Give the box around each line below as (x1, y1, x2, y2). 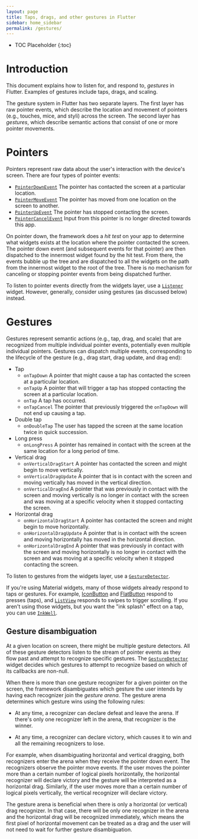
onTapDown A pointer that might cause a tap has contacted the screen (23, 372, 191, 379)
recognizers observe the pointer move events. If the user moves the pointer (6, 764, 190, 771)
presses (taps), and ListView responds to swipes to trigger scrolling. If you (6, 597, 188, 604)
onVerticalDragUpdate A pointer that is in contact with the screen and (23, 473, 192, 480)
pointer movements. (6, 125, 55, 132)
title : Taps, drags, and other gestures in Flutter (6, 14, 136, 20)
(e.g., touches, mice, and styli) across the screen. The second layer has (6, 112, 180, 119)
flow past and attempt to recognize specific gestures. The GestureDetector (6, 654, 189, 662)
